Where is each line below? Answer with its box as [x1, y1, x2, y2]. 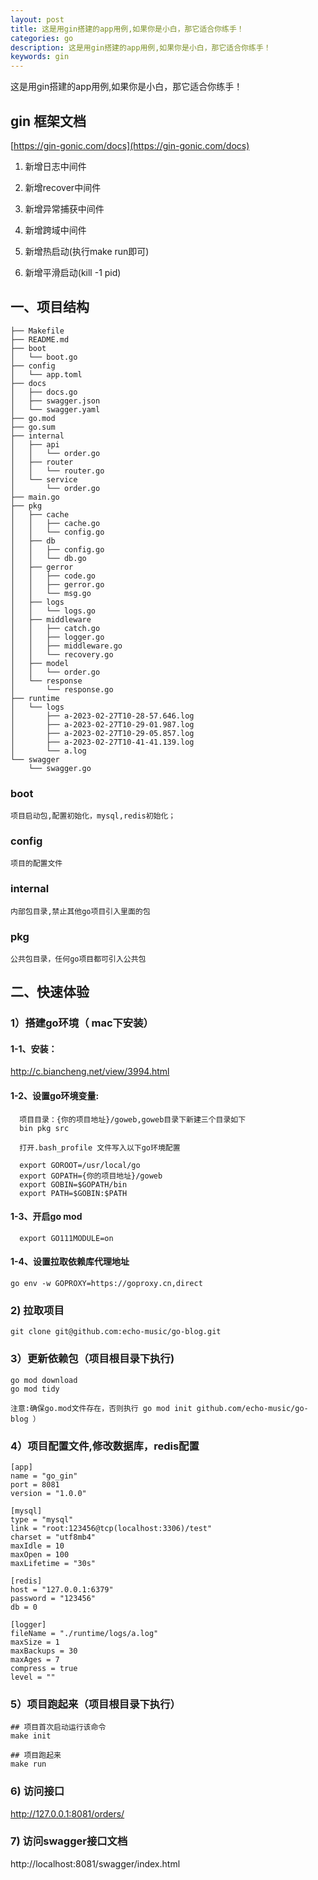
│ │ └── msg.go [10, 588, 92, 598]
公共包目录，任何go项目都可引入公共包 [10, 954, 147, 964]
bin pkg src [19, 1123, 70, 1133]
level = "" [10, 1672, 56, 1682]
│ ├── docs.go [10, 387, 78, 397]
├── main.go [10, 492, 60, 502]
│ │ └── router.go [10, 466, 105, 476]
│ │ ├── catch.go [10, 623, 101, 633]
